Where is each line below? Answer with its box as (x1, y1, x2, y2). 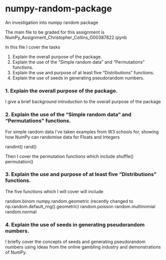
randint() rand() (5, 143, 37, 149)
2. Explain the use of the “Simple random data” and (5, 111, 132, 118)
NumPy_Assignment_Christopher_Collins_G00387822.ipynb (5, 34, 127, 40)
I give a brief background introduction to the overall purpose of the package (5, 99, 161, 105)
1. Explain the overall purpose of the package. (5, 87, 118, 94)
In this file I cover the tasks (5, 44, 61, 50)
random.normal (5, 209, 37, 215)
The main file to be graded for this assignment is (5, 29, 105, 35)
